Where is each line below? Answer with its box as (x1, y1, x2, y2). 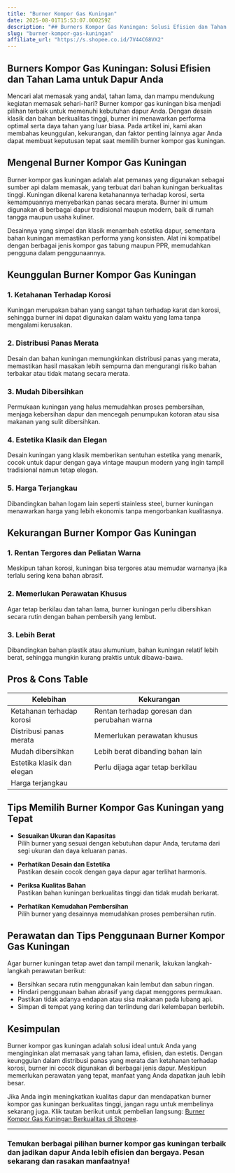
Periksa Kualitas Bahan (17, 881, 86, 889)
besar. (7, 1079, 26, 1087)
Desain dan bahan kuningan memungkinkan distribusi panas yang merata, (7, 354, 221, 362)
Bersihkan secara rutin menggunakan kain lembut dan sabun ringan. (17, 980, 215, 989)
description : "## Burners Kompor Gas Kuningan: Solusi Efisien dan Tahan (7, 23, 227, 30)
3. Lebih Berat (7, 630, 56, 639)
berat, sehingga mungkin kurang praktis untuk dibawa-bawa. (7, 653, 183, 661)
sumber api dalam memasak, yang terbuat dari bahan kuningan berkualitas (7, 183, 223, 191)
